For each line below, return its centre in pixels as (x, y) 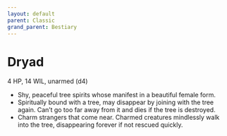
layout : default (31, 14)
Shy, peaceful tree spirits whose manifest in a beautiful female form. (117, 95)
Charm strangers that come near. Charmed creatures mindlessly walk (118, 118)
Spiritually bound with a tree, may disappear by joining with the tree (116, 102)
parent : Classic (31, 20)
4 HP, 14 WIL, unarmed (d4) (48, 81)
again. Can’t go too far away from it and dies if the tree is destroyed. (117, 110)
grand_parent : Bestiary (42, 27)
